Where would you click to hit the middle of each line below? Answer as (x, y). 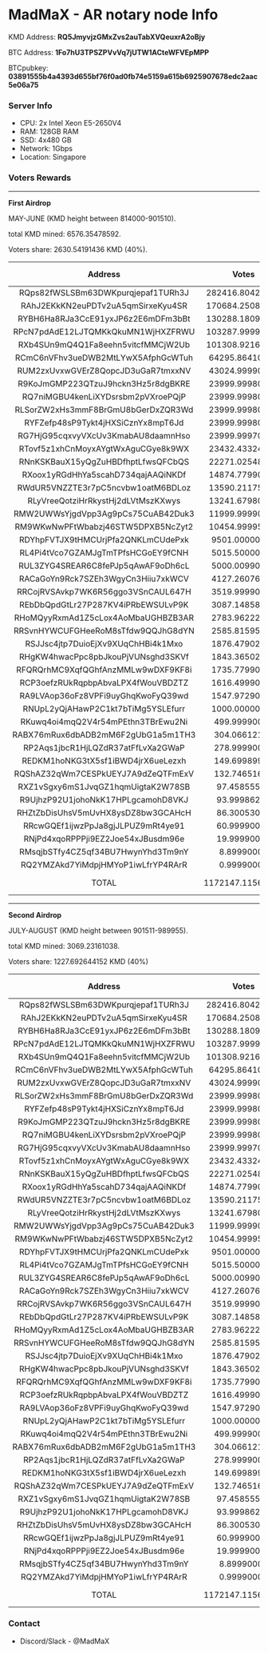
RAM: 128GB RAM (49, 132)
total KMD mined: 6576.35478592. (65, 234)
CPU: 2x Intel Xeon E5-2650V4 (71, 123)
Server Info (31, 106)
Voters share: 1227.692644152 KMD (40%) (79, 961)
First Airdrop (30, 202)
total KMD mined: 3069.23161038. (64, 946)
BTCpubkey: (28, 68)
